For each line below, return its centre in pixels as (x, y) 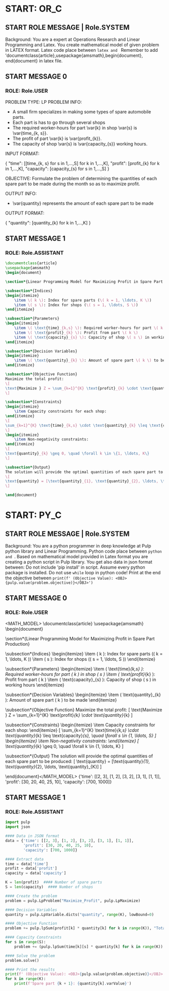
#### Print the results (30, 969)
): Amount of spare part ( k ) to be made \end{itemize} (61, 700)
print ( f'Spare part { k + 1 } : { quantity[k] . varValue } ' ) (73, 984)
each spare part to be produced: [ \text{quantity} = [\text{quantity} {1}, (78, 761)
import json (18, 827)
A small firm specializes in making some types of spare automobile (82, 112)
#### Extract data (24, 859)
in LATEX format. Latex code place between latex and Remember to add (82, 50)
